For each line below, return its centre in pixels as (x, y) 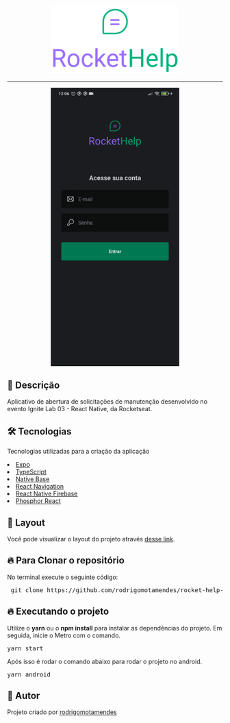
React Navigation (40, 487)
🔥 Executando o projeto (58, 612)
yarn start (25, 648)
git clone (27, 590)
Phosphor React (38, 501)
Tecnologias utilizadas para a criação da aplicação (78, 452)
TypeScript (31, 472)
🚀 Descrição (34, 385)
